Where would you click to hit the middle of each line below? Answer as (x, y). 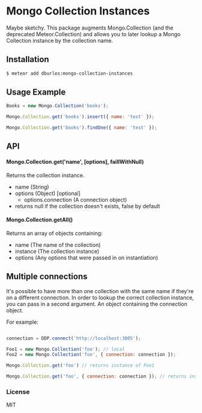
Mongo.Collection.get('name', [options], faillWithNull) (75, 162)
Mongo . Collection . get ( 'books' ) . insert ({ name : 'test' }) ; (80, 117)
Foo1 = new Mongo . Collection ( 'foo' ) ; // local (66, 349)
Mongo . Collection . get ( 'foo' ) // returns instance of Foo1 (80, 365)
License (18, 391)
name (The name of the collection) (58, 244)
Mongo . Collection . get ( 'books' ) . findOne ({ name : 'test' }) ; (82, 128)
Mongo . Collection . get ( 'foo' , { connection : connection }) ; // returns (96, 377)
